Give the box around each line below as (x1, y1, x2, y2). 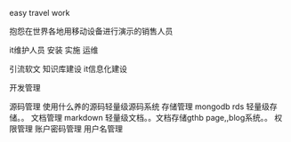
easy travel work (9, 8, 70, 18)
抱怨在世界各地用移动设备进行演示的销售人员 (9, 26, 174, 36)
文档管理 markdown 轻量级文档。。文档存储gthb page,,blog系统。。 (30, 113, 273, 122)
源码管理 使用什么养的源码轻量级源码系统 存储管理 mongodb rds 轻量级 (9, 101, 270, 112)
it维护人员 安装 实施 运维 (9, 44, 99, 55)
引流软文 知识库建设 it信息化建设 (9, 64, 127, 74)
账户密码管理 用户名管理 (34, 123, 123, 134)
